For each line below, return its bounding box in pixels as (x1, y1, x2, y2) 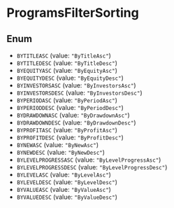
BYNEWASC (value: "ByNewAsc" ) (16, 141, 99, 148)
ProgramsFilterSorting (6, 5, 139, 21)
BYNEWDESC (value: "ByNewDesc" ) (16, 148, 106, 156)
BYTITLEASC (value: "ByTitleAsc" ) (16, 51, 111, 60)
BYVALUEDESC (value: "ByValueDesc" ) (16, 193, 118, 201)
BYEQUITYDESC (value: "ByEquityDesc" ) (16, 74, 124, 82)
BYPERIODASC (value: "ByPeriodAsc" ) (16, 96, 118, 104)
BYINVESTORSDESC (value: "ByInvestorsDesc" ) (16, 89, 143, 97)
